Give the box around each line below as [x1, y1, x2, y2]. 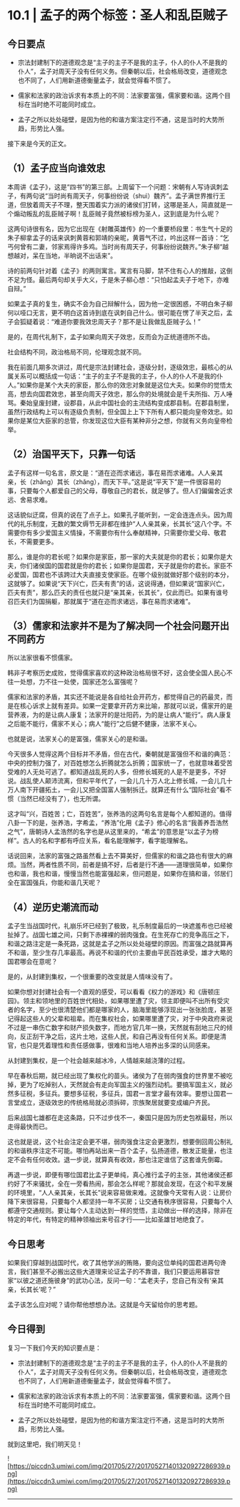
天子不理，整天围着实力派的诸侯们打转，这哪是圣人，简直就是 [44, 200, 226, 208]
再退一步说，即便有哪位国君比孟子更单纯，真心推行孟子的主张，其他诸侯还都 [7, 1171, 233, 1179]
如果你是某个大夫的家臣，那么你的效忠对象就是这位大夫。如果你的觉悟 [19, 380, 226, 389]
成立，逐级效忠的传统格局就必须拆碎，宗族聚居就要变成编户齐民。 [19, 1098, 214, 1107]
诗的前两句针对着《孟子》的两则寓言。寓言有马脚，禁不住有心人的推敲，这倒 [7, 266, 233, 275]
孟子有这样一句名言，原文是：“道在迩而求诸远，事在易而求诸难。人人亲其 [7, 468, 224, 477]
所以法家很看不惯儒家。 [7, 653, 76, 662]
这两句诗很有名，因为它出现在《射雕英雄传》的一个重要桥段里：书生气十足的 [7, 224, 233, 233]
